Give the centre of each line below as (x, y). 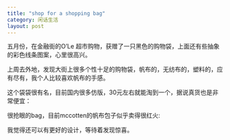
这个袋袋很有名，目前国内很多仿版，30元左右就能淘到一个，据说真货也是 (110, 92)
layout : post (26, 26)
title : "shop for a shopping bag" (56, 13)
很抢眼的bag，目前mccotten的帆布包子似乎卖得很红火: (84, 115)
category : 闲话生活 (33, 20)
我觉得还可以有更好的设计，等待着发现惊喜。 (70, 130)
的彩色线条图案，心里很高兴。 (49, 55)
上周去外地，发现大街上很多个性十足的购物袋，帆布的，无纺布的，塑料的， (112, 70)
